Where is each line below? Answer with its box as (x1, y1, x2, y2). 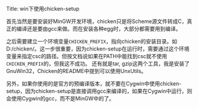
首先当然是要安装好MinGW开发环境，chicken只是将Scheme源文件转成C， (6, 18, 187, 25)
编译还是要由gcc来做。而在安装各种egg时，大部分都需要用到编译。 (16, 26, 181, 32)
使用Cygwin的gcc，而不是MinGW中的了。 (11, 95, 115, 102)
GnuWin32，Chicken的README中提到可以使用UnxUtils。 (6, 68, 147, 74)
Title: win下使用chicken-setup (6, 5, 80, 12)
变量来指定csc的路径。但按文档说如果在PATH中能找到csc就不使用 (6, 53, 168, 59)
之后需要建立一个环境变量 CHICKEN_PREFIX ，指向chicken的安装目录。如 (6, 38, 177, 45)
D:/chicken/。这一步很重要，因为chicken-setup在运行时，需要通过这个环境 (6, 45, 190, 52)
